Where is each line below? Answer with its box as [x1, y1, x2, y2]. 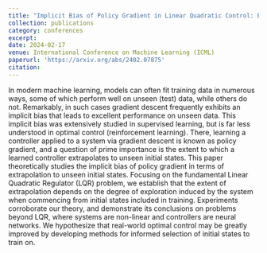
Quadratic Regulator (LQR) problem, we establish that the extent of [8, 178, 226, 188]
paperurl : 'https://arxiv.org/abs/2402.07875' [8, 56, 165, 64]
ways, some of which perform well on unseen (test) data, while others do [8, 93, 248, 103]
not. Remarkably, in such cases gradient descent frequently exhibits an [8, 102, 241, 111]
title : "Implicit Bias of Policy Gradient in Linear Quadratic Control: [8, 11, 254, 20]
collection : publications [8, 19, 94, 27]
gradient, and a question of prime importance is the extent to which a [8, 144, 235, 154]
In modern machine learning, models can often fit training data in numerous [8, 85, 256, 95]
